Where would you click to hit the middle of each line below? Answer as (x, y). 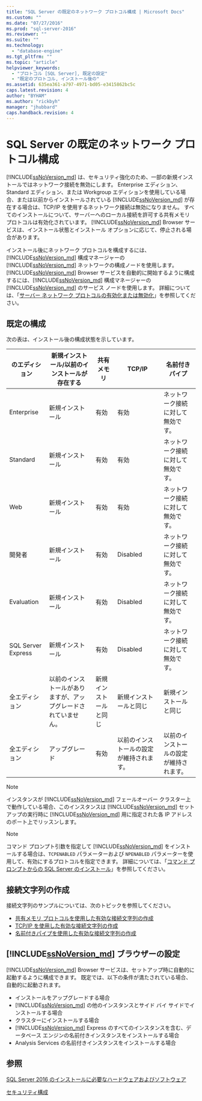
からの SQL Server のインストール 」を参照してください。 (98, 869)
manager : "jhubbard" (32, 107)
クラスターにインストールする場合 (57, 1020)
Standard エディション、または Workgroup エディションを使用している (93, 192)
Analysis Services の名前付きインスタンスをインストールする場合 (95, 1043)
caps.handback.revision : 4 (40, 113)
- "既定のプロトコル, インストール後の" (56, 79)
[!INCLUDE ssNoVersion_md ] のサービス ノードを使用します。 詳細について (99, 288)
